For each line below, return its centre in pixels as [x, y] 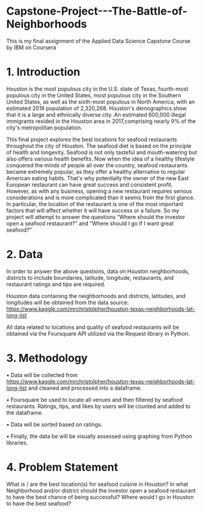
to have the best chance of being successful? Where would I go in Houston [100, 497]
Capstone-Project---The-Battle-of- [97, 11]
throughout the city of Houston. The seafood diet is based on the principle [99, 146]
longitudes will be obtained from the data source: [68, 302]
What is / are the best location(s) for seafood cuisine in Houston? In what [97, 484]
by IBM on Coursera [31, 47]
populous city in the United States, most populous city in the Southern [94, 95]
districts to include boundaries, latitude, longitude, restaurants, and [90, 277]
